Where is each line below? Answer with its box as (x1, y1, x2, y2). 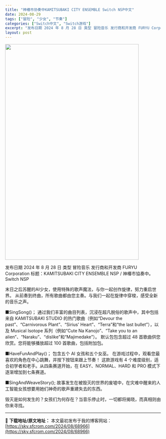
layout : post (5, 30, 32, 35)
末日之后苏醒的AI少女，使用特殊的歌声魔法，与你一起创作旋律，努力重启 (5, 286, 152, 292)
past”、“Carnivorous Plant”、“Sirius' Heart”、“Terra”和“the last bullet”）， (5, 322, 155, 327)
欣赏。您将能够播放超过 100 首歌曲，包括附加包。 (5, 340, 106, 346)
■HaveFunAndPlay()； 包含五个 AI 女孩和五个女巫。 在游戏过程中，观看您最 (5, 351, 160, 356)
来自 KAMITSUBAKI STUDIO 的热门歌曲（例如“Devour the (5, 315, 123, 321)
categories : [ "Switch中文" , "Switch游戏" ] (5, 21, 91, 26)
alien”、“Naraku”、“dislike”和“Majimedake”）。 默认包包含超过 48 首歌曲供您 (5, 334, 161, 340)
